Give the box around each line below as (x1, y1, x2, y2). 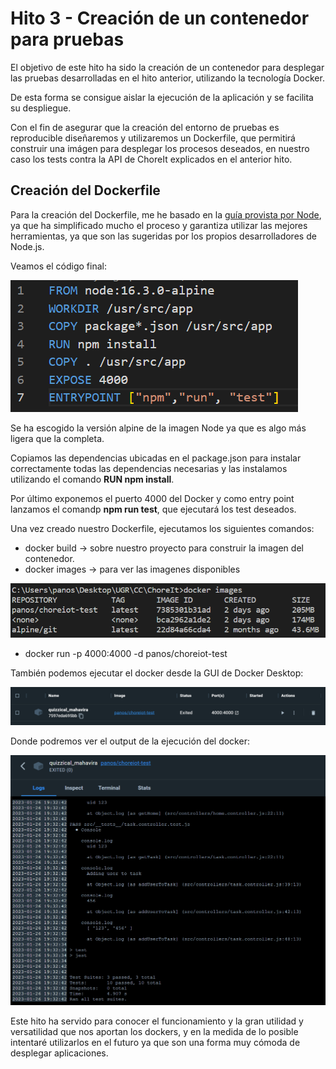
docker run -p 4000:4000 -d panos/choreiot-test (24, 647, 228, 659)
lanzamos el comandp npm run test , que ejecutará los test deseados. (10, 503, 297, 515)
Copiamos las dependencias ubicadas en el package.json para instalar (10, 452, 302, 464)
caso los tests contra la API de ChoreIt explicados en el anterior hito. (10, 153, 293, 165)
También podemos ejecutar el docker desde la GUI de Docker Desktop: (10, 667, 304, 679)
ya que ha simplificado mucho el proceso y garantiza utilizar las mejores (10, 219, 308, 231)
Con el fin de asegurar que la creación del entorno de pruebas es (10, 121, 280, 133)
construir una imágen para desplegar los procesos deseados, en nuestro (10, 142, 310, 154)
